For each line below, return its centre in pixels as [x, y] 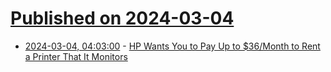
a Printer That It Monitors [76, 56]
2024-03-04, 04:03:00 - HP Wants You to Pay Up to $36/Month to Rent [172, 46]
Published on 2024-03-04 [122, 18]
